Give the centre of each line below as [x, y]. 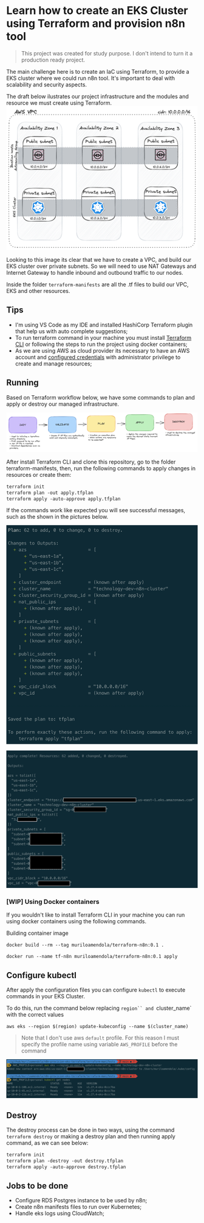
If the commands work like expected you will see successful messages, [96, 510]
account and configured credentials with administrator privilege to [98, 357]
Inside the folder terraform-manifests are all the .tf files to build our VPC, [97, 284]
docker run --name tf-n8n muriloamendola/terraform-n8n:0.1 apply [92, 957]
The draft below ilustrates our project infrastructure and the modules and [98, 96]
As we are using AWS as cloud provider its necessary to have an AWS [102, 350]
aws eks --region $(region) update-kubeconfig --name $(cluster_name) [97, 1026]
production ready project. [53, 60]
